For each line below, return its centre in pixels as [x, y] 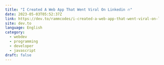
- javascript [23, 50]
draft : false [18, 55]
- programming [24, 42]
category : [15, 32]
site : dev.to [18, 23]
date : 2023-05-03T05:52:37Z [34, 14]
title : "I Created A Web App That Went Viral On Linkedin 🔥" [69, 10]
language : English [24, 28]
